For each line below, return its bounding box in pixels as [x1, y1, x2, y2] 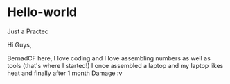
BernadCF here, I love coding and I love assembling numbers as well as [7, 53, 211, 62]
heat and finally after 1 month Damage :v [7, 69, 123, 77]
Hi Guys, [7, 40, 32, 49]
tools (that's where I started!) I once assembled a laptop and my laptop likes [7, 61, 224, 69]
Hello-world [7, 4, 78, 20]
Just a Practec [7, 27, 48, 35]
